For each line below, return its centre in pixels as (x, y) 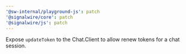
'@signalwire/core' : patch (39, 17)
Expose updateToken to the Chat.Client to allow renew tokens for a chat (93, 40)
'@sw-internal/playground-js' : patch (53, 12)
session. (16, 46)
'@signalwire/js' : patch (37, 23)
